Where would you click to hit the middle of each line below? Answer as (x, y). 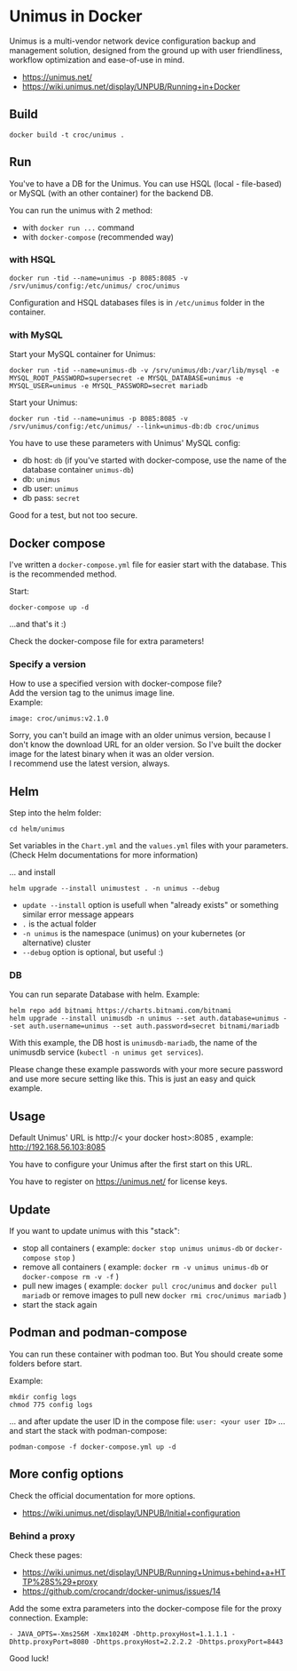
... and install (32, 872)
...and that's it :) (38, 624)
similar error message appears (78, 915)
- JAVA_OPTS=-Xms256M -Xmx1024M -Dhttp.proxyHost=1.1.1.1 (118, 1634)
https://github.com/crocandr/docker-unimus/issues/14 (121, 1591)
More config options (66, 1474)
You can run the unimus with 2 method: (81, 210)
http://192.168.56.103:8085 (58, 1147)
